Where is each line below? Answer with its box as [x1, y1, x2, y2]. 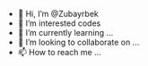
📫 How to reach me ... [17, 47, 101, 57]
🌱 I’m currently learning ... [17, 28, 114, 37]
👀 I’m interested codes [17, 18, 101, 29]
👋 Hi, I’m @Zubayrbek [17, 9, 99, 19]
